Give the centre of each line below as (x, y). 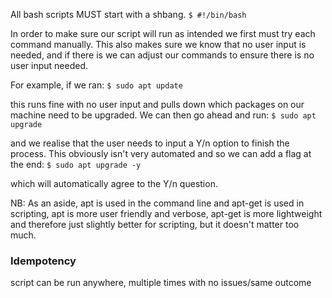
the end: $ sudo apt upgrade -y (76, 164)
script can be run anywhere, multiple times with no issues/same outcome (161, 283)
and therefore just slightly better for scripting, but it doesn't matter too (155, 224)
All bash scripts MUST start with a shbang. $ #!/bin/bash (128, 14)
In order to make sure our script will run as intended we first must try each (163, 33)
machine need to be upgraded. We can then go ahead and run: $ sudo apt (163, 115)
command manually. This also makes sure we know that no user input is (158, 44)
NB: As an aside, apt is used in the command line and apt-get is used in (157, 203)
